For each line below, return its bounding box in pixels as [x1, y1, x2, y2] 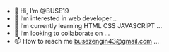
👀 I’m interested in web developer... [13, 14, 117, 22]
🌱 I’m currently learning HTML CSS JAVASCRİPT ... [13, 22, 163, 30]
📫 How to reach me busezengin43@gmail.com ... [13, 37, 160, 45]
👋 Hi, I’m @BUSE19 [13, 7, 69, 15]
